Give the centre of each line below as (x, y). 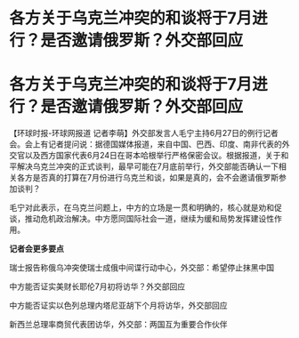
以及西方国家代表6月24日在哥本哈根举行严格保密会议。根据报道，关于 (153, 156)
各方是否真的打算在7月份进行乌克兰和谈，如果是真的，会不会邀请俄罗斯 (147, 178)
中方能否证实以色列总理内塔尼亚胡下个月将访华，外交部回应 (118, 306)
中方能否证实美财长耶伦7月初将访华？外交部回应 (97, 286)
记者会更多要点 (36, 249)
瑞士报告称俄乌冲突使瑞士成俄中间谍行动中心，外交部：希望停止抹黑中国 (141, 268)
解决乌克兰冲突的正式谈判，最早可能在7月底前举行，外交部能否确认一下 (147, 166)
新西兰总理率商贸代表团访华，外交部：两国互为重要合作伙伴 (118, 325)
